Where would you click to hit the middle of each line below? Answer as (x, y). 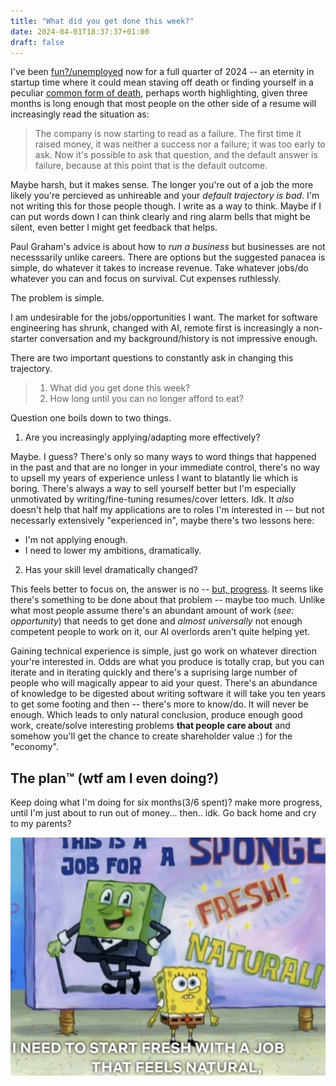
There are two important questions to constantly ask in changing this (152, 358)
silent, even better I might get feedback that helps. (114, 227)
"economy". (34, 747)
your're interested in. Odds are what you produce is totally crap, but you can (167, 662)
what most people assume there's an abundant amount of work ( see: (152, 611)
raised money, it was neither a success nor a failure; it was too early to (180, 144)
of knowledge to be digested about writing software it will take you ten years (168, 694)
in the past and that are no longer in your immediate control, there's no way (165, 467)
